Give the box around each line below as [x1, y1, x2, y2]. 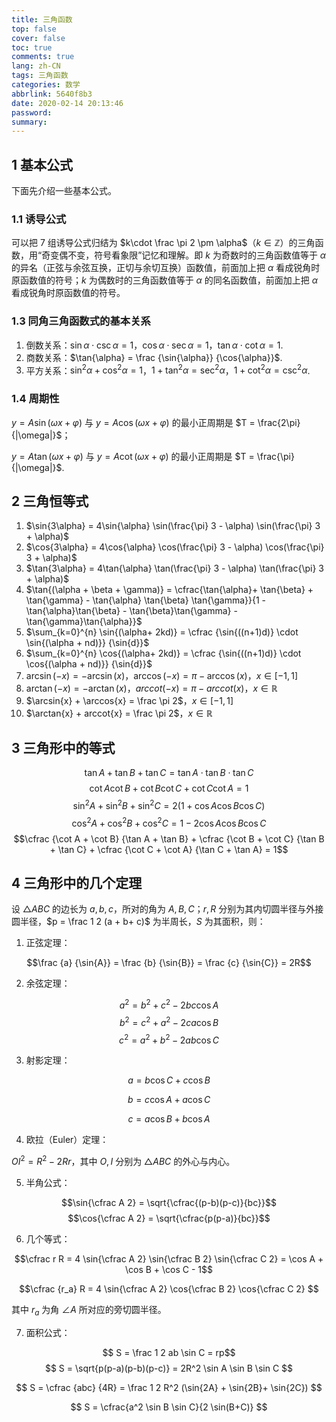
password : [11, 107, 53, 118]
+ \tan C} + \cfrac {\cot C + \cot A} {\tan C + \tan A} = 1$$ [49, 843, 289, 855]
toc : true [11, 42, 53, 53]
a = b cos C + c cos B [127, 1074, 211, 1086]
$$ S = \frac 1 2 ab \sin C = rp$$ [102, 1346, 236, 1358]
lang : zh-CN [11, 61, 61, 71]
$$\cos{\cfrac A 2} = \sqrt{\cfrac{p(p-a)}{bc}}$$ [67, 1212, 271, 1224]
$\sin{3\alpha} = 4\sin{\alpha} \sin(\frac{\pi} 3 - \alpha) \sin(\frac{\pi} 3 [25, 520, 321, 532]
